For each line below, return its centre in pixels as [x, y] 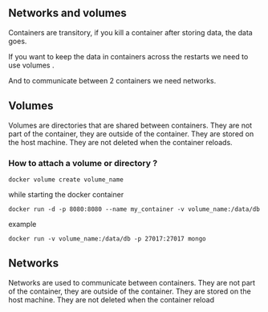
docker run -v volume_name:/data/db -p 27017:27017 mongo [107, 239]
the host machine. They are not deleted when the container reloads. [120, 142]
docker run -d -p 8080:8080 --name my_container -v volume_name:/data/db [134, 209]
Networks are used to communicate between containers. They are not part [132, 282]
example [22, 224]
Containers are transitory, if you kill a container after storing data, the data [130, 32]
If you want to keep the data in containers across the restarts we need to [128, 56]
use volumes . [31, 65]
